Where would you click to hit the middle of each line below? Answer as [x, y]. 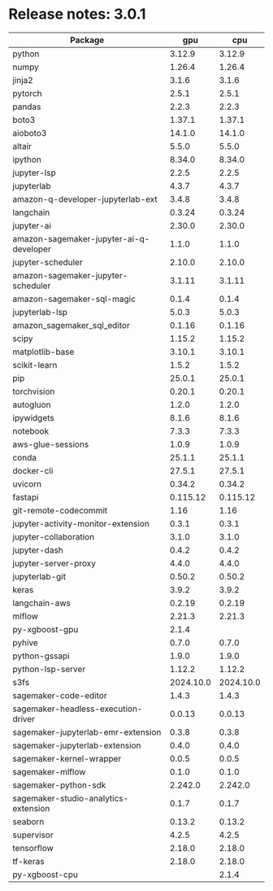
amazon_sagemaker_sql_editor [71, 325]
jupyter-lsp [34, 173]
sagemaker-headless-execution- [78, 709]
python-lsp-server [49, 669]
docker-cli [33, 470]
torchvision [34, 391]
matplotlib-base [43, 352]
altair [22, 146]
